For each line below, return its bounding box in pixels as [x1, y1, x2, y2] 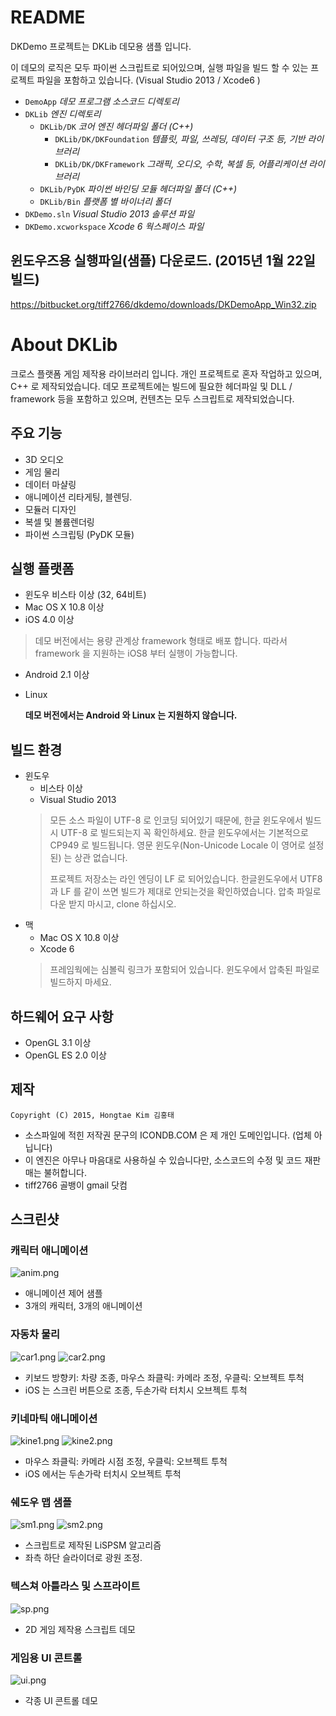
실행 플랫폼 [10, 560, 75, 577]
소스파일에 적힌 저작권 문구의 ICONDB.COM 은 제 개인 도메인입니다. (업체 [24, 1129, 312, 1141]
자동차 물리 [10, 1327, 61, 1341]
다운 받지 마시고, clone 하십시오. [49, 898, 177, 910]
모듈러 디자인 [24, 503, 77, 515]
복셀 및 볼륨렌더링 [24, 516, 95, 528]
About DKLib [10, 333, 118, 356]
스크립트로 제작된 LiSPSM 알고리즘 [24, 1539, 162, 1551]
